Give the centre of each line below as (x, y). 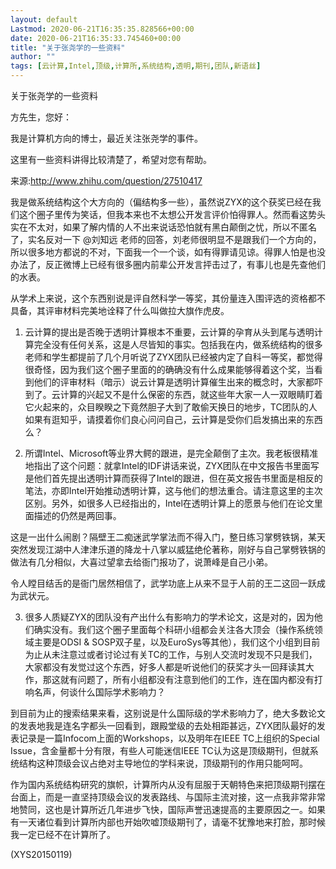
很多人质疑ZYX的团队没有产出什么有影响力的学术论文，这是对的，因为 (169, 617)
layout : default (44, 19)
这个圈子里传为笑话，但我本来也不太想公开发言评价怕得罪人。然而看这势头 (172, 214)
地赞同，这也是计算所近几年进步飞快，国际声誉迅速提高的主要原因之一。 (159, 809)
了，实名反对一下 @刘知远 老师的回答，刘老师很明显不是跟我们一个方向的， (166, 239)
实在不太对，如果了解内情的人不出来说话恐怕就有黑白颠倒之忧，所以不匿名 (163, 227)
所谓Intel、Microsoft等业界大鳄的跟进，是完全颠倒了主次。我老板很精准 (171, 453)
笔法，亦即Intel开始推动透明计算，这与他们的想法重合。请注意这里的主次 (173, 490)
